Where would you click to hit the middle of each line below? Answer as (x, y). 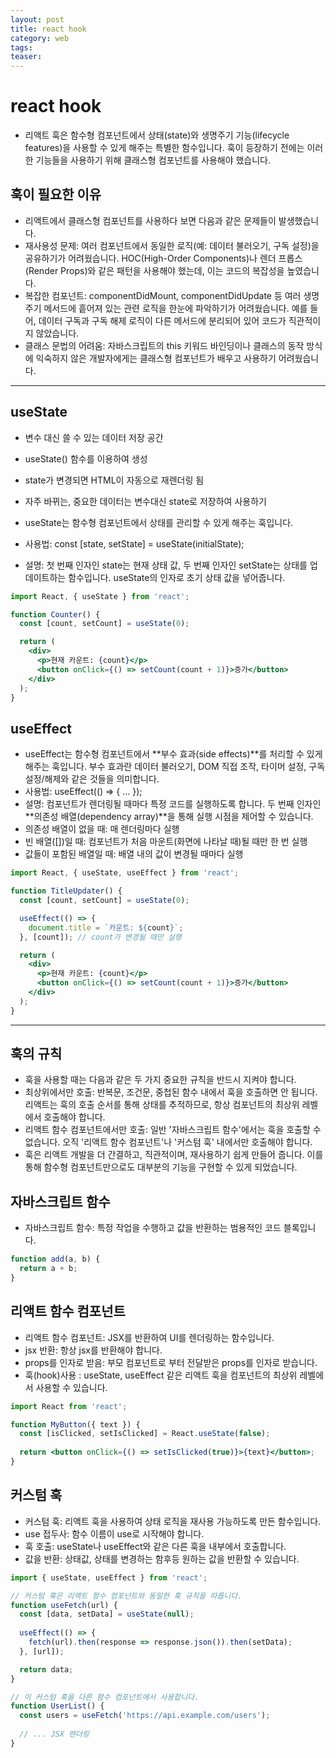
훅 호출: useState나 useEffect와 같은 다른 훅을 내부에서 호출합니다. (155, 1546)
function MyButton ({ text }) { (75, 1424)
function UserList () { (57, 1706)
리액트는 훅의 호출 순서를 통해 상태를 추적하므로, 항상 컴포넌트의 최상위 (162, 1105)
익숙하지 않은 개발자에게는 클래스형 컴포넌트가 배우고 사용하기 (156, 358)
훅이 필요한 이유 (56, 194)
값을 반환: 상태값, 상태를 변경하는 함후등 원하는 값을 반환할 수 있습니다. (162, 1558)
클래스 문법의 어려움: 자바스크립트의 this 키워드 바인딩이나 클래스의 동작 (164, 345)
